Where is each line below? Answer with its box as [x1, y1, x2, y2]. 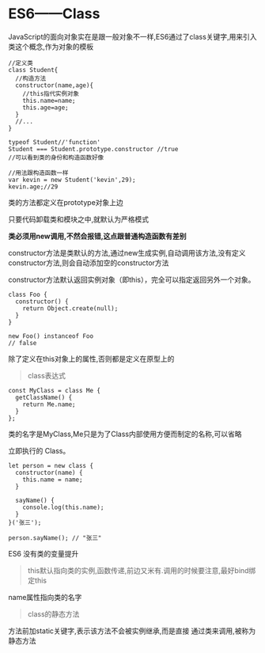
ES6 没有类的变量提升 [8, 549, 79, 558]
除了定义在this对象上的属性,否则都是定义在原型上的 [8, 354, 175, 363]
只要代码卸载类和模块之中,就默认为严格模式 [8, 215, 150, 224]
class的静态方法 [27, 609, 80, 618]
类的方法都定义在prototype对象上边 [8, 197, 124, 207]
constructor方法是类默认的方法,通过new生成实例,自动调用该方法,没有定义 [8, 248, 247, 257]
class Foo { [8, 290, 47, 298]
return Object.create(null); [22, 304, 119, 313]
